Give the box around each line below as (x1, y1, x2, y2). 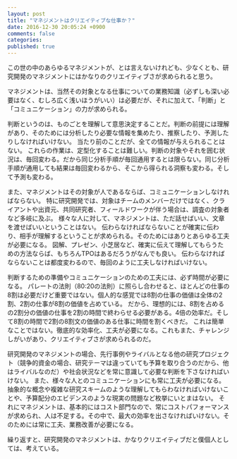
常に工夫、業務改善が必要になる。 (37, 420, 138, 429)
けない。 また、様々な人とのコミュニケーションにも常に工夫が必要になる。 (7, 377, 226, 384)
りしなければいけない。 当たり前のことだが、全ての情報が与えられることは (7, 137, 226, 145)
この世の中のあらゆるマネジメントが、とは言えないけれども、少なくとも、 (7, 63, 224, 71)
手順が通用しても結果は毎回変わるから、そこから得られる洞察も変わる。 (7, 164, 217, 172)
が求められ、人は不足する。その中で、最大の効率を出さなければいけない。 (7, 412, 224, 420)
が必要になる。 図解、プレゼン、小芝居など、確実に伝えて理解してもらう (7, 240, 218, 249)
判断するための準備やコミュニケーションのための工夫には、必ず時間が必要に (7, 273, 230, 281)
